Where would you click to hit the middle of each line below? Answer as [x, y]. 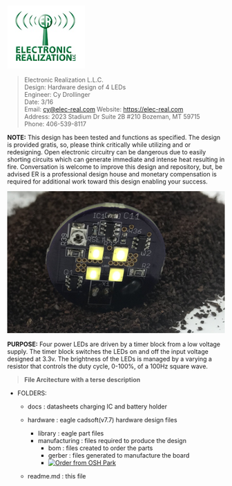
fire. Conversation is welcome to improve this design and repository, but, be [115, 167]
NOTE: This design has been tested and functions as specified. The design [114, 137]
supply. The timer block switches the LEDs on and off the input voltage [108, 351]
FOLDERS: [32, 393]
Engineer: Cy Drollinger [57, 94]
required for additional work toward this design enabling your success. [108, 181]
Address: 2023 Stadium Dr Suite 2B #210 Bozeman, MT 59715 [112, 117]
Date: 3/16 [39, 102]
